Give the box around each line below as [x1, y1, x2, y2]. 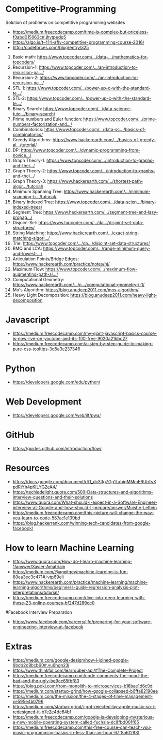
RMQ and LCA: [12, 245, 42, 251]
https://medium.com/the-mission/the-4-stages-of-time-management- [12, 693, 153, 699]
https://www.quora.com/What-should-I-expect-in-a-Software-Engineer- [12, 499, 158, 505]
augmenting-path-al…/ [12, 271, 58, 277]
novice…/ [12, 152, 32, 158]
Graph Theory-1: [12, 157, 46, 163]
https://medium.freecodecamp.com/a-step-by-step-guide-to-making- [12, 341, 153, 346]
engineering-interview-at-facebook [12, 624, 84, 629]
